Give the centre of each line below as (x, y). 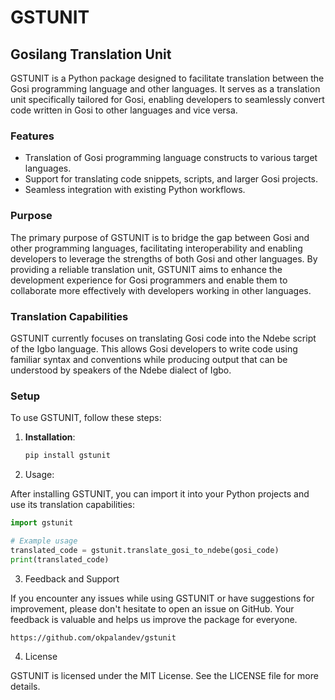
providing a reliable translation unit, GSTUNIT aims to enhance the (146, 269)
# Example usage (44, 541)
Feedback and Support (72, 578)
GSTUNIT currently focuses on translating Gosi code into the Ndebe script (163, 338)
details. (25, 686)
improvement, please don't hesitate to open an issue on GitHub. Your (152, 608)
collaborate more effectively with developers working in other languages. (161, 290)
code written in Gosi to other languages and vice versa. (124, 110)
